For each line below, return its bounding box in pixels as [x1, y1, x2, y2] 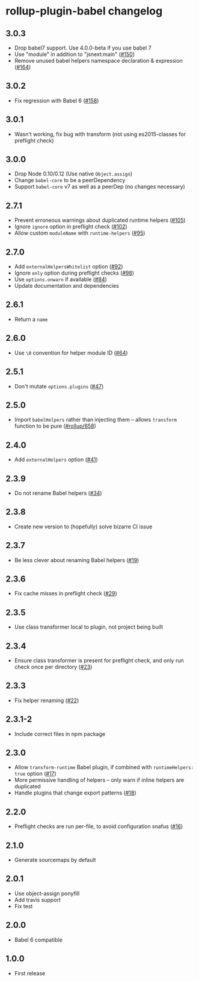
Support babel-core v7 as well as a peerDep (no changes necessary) [14, 183, 186, 191]
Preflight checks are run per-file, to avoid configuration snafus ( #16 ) [14, 823, 183, 830]
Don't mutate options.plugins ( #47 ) [14, 382, 104, 390]
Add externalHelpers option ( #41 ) [14, 456, 98, 463]
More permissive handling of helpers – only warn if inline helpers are [14, 776, 185, 784]
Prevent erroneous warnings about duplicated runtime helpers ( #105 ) [14, 217, 186, 224]
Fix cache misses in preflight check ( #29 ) [14, 590, 118, 597]
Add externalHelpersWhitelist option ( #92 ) [14, 263, 124, 270]
